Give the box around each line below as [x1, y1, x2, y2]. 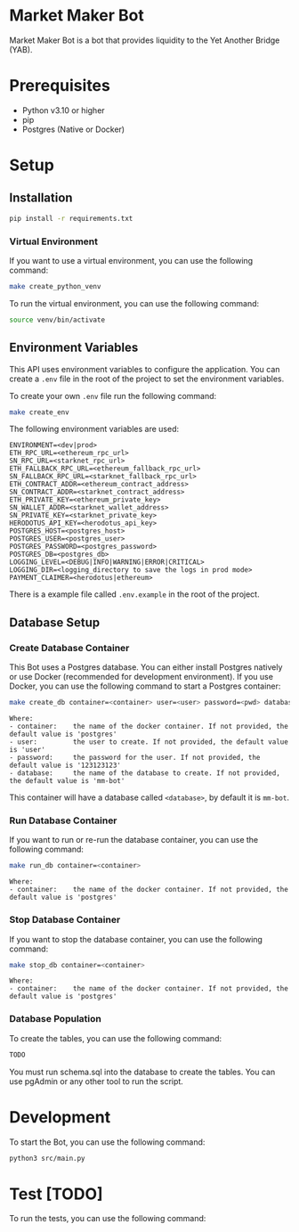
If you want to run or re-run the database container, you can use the [9, 835, 259, 845]
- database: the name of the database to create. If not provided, [9, 769, 280, 778]
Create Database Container [9, 641, 130, 654]
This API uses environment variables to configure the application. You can [9, 363, 280, 374]
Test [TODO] [9, 1184, 104, 1203]
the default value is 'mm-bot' [9, 777, 125, 786]
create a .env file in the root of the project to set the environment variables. [9, 373, 285, 384]
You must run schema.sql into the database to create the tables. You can [9, 1066, 276, 1077]
